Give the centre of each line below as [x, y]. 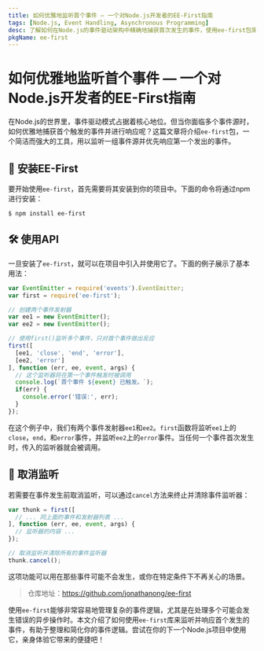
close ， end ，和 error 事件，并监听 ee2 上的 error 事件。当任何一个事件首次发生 [131, 437]
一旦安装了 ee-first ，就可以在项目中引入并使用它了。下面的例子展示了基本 [129, 263]
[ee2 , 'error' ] [40, 360]
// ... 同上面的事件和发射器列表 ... [70, 517]
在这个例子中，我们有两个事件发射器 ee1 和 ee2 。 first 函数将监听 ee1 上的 [123, 427]
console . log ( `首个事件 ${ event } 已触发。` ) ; [84, 382]
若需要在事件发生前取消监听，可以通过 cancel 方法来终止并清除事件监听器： [129, 495]
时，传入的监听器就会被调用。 [56, 447]
